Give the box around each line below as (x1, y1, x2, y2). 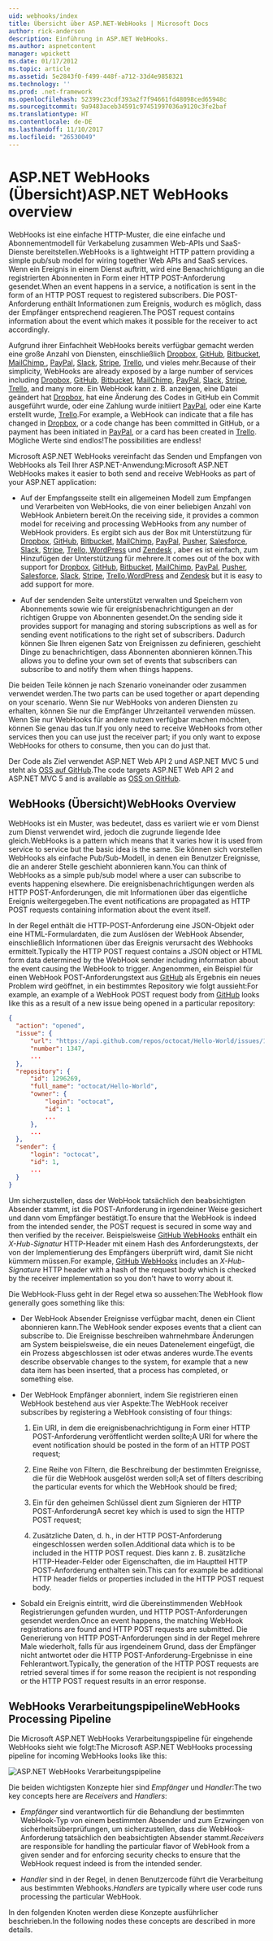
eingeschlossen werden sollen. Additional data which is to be (32, 1539, 236, 1549)
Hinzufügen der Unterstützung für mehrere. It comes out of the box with (19, 553, 260, 563)
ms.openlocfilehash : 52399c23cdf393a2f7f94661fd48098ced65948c (8, 95, 227, 103)
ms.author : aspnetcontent (8, 42, 96, 50)
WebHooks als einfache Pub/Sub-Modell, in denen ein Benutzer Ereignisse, (8, 853, 261, 863)
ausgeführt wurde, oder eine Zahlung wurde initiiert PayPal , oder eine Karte (8, 400, 262, 411)
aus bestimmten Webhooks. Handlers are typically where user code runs (19, 1883, 262, 1893)
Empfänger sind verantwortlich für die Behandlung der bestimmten (19, 1807, 245, 1817)
